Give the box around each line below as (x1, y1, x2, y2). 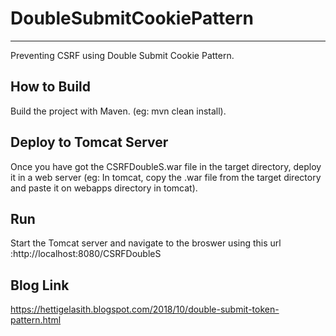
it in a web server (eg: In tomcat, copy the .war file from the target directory (10, 171, 322, 183)
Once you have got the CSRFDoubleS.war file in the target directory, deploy (10, 160, 322, 172)
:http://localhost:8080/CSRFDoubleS (10, 248, 162, 260)
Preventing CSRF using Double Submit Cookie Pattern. (10, 49, 235, 61)
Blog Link (10, 277, 70, 294)
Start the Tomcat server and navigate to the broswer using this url (10, 237, 282, 249)
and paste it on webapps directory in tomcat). (10, 182, 198, 194)
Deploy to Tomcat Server (10, 134, 169, 151)
